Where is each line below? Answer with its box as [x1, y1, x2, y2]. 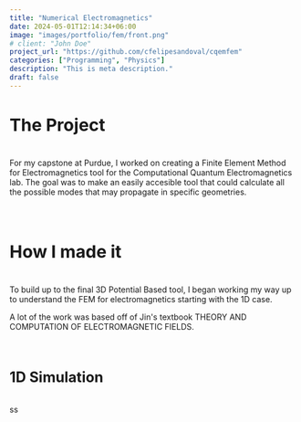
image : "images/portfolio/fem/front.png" [9, 30, 170, 39]
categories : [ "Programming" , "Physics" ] [9, 56, 166, 65]
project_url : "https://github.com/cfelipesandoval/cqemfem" [9, 47, 244, 57]
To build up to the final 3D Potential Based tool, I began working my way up [9, 284, 292, 295]
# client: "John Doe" [9, 38, 92, 48]
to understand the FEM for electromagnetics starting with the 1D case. [9, 293, 273, 304]
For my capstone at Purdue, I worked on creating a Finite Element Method [9, 157, 286, 168]
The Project [9, 113, 106, 135]
